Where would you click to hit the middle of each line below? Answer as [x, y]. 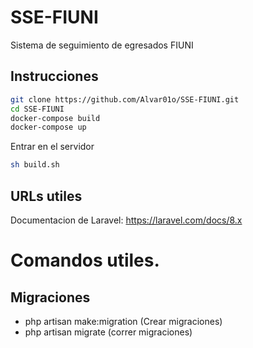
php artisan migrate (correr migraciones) [108, 332]
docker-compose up [48, 127]
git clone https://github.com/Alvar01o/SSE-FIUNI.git [125, 99]
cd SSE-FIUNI [37, 109]
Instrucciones [54, 76]
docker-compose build [55, 118]
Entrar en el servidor [52, 147]
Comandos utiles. [85, 260]
